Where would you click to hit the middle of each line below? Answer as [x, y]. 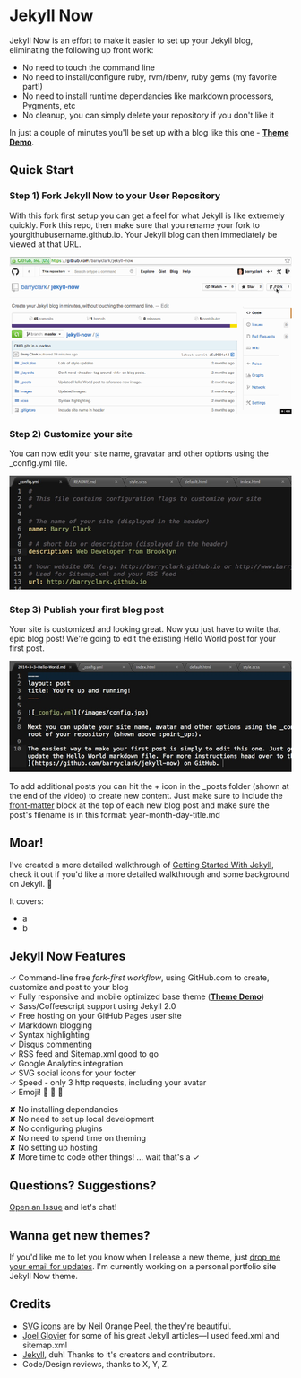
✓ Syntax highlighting [49, 1035]
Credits [30, 1304]
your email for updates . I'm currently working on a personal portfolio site [143, 1266]
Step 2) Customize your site [71, 434]
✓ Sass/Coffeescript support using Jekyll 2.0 [93, 1006]
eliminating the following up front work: [82, 49]
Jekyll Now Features [68, 956]
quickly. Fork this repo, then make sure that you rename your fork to [134, 224]
